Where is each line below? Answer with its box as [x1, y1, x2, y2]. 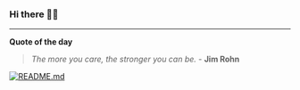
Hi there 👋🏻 [9, 8, 59, 20]
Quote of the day [9, 37, 73, 47]
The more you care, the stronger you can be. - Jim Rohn [30, 53, 240, 65]
